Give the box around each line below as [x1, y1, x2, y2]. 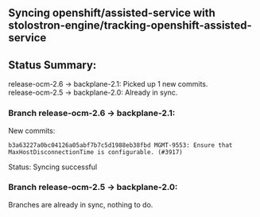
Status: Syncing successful [8, 162, 98, 172]
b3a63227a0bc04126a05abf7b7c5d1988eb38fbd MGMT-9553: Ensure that [8, 141, 233, 149]
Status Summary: [8, 58, 97, 72]
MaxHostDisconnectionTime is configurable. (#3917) [8, 148, 183, 156]
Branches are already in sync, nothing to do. [8, 200, 153, 209]
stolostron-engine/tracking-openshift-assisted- [8, 19, 252, 33]
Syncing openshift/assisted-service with [8, 6, 216, 20]
